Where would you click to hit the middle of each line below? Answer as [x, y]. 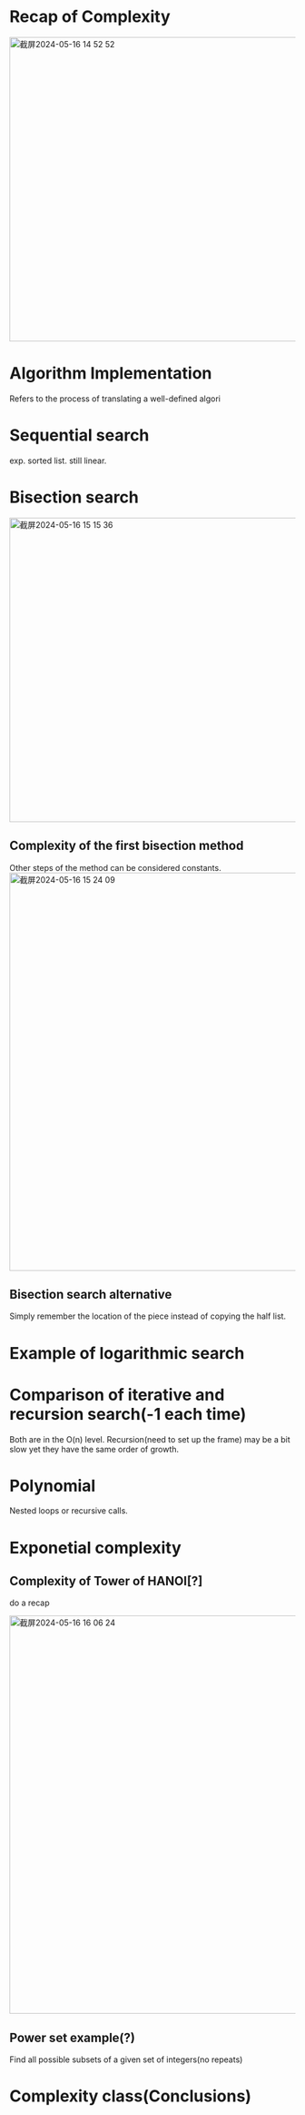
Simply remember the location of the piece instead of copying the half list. [148, 1316]
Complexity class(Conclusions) [131, 2096]
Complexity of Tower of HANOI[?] [106, 1581]
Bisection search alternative [91, 1294]
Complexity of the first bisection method [127, 846]
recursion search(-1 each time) [128, 1414]
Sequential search [79, 435]
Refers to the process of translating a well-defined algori [115, 399]
